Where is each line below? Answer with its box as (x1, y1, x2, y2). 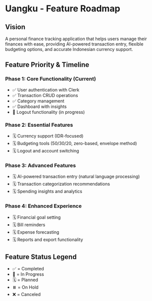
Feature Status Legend (5, 252, 77, 261)
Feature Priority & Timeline (5, 60, 90, 69)
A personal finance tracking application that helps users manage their (5, 36, 147, 42)
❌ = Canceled (12, 292, 41, 298)
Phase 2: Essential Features (5, 121, 73, 128)
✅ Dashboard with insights (12, 103, 67, 109)
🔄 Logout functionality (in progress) (12, 109, 85, 115)
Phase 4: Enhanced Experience (5, 202, 82, 209)
